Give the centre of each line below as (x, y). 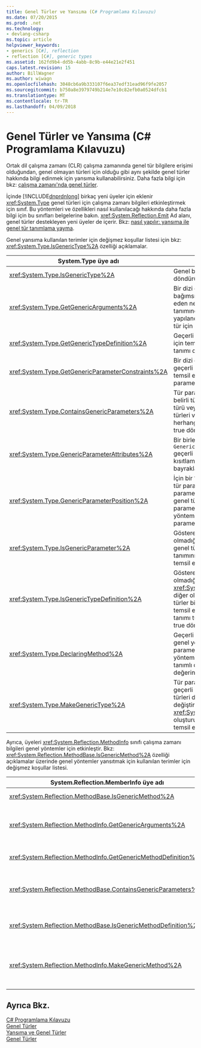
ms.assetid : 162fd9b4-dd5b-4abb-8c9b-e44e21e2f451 (71, 62)
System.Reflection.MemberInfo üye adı (107, 783)
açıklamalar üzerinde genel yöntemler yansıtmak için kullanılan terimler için (98, 761)
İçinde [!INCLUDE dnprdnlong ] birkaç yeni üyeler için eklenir (80, 196)
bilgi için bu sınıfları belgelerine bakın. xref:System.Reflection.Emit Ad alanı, (99, 215)
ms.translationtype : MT (36, 95)
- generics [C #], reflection (42, 51)
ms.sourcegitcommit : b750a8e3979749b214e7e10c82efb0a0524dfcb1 (87, 90)
